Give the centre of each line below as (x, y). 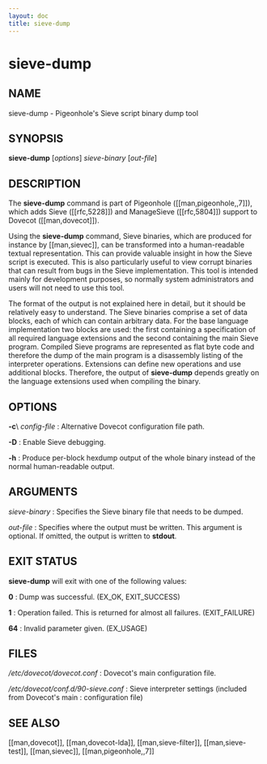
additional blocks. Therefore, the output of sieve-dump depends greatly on (134, 373)
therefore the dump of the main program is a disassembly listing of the (126, 356)
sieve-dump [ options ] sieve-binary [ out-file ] (83, 158)
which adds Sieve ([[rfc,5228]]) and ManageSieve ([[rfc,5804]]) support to (133, 212)
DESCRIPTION (44, 183)
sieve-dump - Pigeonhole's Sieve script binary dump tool (104, 113)
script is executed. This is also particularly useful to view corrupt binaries (130, 262)
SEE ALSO (34, 723)
